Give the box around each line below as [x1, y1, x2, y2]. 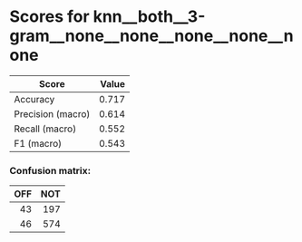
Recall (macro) [14, 122, 77, 135]
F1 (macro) [14, 137, 63, 150]
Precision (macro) [14, 107, 91, 120]
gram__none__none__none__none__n [9, 25, 294, 46]
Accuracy [14, 92, 55, 105]
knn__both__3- [93, 6, 206, 27]
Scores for [9, 6, 90, 27]
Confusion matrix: [9, 164, 92, 177]
